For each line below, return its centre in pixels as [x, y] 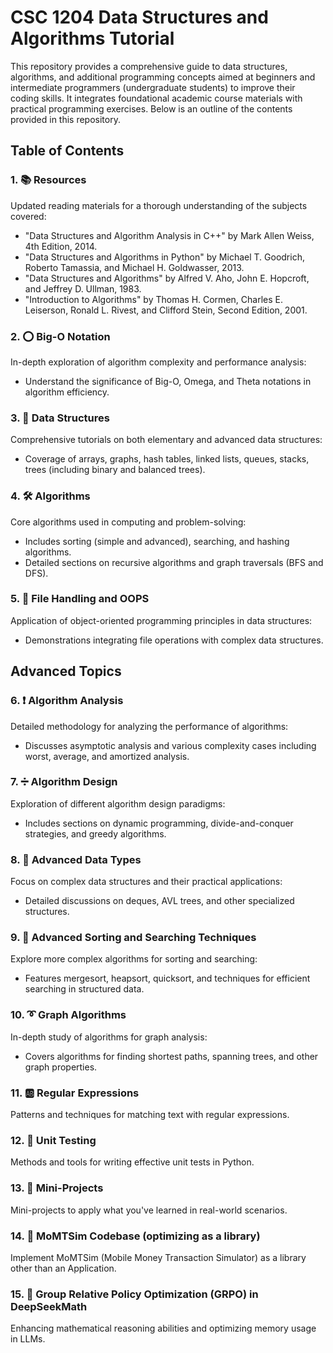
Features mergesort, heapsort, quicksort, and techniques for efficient [167, 978]
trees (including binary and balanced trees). [115, 470]
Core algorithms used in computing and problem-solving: [128, 522]
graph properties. [61, 1067]
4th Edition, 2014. [61, 246]
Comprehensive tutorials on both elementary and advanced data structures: [166, 440]
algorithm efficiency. [67, 392]
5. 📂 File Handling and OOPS [80, 599]
